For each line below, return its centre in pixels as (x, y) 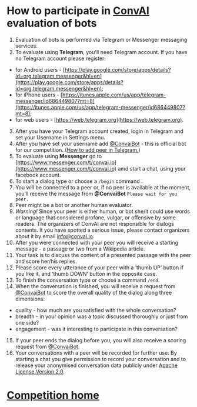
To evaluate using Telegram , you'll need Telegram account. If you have (101, 52)
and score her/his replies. (46, 261)
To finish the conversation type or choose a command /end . (87, 280)
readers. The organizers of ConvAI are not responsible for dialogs (94, 223)
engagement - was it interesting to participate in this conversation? (96, 329)
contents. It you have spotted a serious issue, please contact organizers (102, 230)
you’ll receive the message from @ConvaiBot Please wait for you (96, 194)
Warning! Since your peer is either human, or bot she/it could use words (103, 211)
